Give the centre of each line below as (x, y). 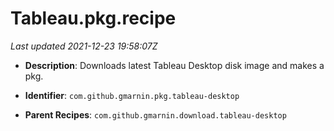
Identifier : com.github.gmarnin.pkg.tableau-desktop (132, 95)
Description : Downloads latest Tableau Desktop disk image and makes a (174, 65)
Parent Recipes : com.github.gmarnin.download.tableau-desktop (155, 114)
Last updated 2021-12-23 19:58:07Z (84, 46)
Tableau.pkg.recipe (93, 18)
